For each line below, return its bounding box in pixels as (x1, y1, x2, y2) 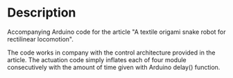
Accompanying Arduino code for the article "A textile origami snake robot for (7, 28, 227, 36)
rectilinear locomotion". (7, 35, 74, 43)
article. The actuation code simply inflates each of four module (7, 55, 187, 64)
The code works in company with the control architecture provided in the (7, 48, 216, 57)
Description (7, 5, 76, 21)
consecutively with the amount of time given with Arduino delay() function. (7, 63, 221, 71)
